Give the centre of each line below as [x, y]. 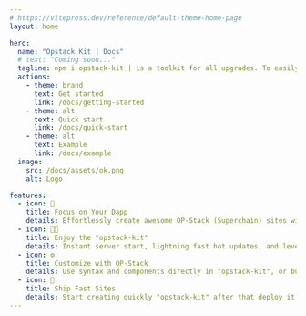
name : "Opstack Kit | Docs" [71, 51]
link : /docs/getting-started [89, 102]
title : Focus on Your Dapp [77, 212]
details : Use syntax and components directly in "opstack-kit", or [156, 272]
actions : [34, 77]
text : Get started [68, 94]
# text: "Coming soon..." [67, 60]
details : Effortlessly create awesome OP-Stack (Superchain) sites [156, 221]
